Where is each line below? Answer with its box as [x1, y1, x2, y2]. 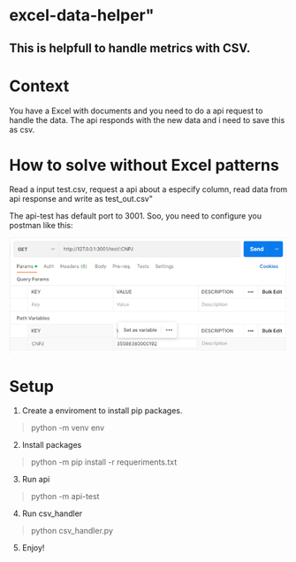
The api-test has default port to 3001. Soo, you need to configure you [9, 211, 262, 221]
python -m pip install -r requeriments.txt [30, 457, 178, 467]
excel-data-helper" [9, 5, 155, 26]
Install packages [21, 440, 82, 450]
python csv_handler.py [30, 526, 113, 536]
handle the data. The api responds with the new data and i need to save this [9, 114, 285, 125]
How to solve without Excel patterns [9, 155, 280, 175]
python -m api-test [30, 491, 100, 502]
